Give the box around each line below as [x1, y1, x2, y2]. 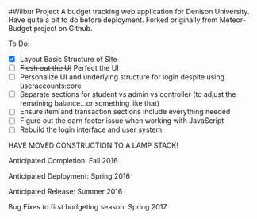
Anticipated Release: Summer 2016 [8, 186, 123, 197]
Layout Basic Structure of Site [19, 55, 117, 63]
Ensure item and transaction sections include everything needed [19, 107, 231, 117]
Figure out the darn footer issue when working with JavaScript [19, 116, 224, 125]
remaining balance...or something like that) [19, 98, 160, 108]
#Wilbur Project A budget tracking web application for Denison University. [8, 7, 250, 16]
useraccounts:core [19, 81, 82, 90]
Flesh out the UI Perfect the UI [19, 63, 119, 73]
